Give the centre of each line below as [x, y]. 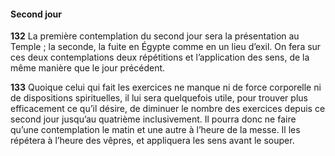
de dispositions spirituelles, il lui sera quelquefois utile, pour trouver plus [159, 98]
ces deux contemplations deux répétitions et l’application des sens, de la [160, 57]
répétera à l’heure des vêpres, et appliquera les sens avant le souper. [152, 141]
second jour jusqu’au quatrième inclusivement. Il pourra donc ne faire [153, 119]
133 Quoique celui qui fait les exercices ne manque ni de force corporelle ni [166, 87]
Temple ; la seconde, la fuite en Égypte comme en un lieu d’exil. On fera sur [166, 47]
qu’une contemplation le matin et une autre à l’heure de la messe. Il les [155, 130]
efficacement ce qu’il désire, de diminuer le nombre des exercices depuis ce [168, 109]
